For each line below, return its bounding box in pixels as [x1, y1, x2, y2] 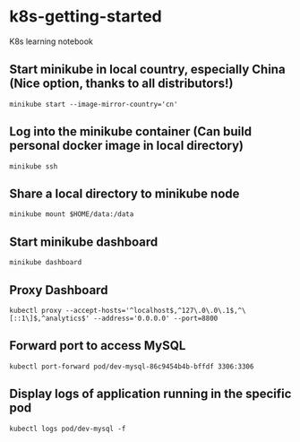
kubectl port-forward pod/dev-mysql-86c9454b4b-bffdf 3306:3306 [9, 361, 254, 371]
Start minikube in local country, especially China [9, 62, 286, 77]
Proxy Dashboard [9, 282, 108, 298]
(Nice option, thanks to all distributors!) [9, 76, 234, 91]
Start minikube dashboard [9, 234, 159, 249]
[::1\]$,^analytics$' [9, 314, 90, 323]
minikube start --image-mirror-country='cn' [9, 100, 178, 108]
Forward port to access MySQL [9, 338, 186, 353]
